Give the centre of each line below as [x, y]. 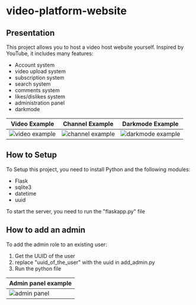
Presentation [30, 33]
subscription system [39, 78]
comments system [37, 90]
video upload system [40, 71]
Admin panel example [41, 283]
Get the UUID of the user [45, 256]
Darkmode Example [150, 124]
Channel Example [88, 124]
